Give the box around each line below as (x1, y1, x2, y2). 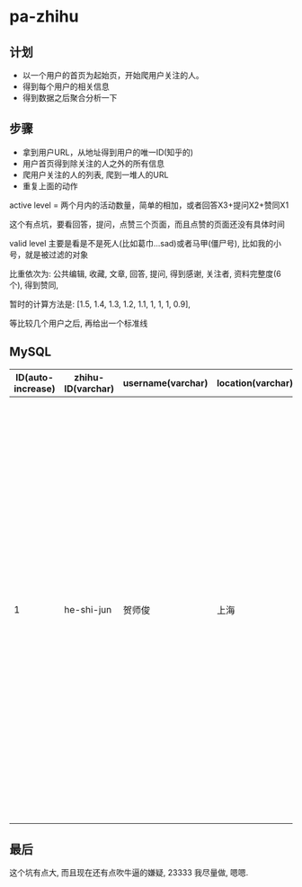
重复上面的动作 (22, 180, 78, 191)
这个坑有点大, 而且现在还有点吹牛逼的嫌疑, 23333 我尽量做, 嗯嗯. (9, 867, 249, 878)
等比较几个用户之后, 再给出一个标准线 (9, 318, 148, 328)
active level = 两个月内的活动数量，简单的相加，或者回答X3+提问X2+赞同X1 (9, 200, 289, 211)
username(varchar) (122, 376, 209, 389)
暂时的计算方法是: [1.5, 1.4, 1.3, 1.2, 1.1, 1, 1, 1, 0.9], (9, 299, 191, 309)
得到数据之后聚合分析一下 (22, 93, 118, 103)
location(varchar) (217, 376, 294, 389)
